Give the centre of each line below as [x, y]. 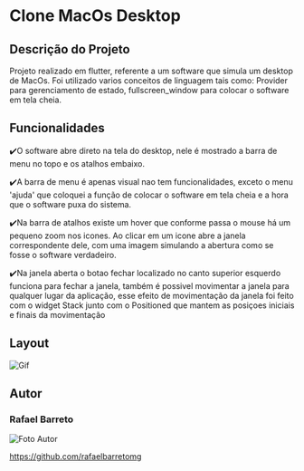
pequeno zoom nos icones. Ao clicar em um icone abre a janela [128, 235]
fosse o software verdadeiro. [63, 255]
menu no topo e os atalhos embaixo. [77, 163]
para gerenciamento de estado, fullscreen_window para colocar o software [149, 90]
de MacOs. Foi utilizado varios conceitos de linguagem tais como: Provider [148, 81]
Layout [29, 344]
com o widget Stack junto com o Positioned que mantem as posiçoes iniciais [152, 305]
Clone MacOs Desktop [95, 16]
